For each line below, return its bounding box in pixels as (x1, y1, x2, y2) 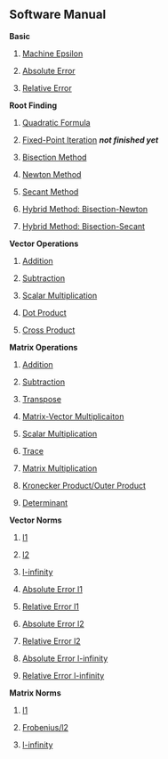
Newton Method (21, 169, 82, 179)
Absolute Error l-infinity (21, 653, 108, 664)
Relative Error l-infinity (21, 670, 105, 681)
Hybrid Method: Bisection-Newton (21, 203, 148, 214)
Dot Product (21, 307, 67, 318)
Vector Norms (9, 515, 62, 525)
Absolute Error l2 (21, 618, 84, 629)
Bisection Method (21, 152, 87, 162)
